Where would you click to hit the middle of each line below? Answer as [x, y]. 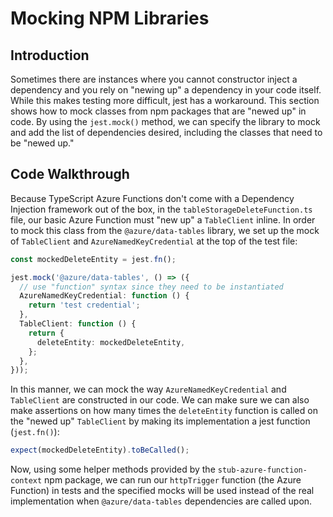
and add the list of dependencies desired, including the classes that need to [166, 132]
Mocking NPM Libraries [110, 18]
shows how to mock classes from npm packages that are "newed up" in [158, 111]
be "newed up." [42, 143]
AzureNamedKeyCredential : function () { [104, 296]
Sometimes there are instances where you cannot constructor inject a [154, 79]
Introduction [50, 55]
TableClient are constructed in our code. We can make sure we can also [160, 400]
